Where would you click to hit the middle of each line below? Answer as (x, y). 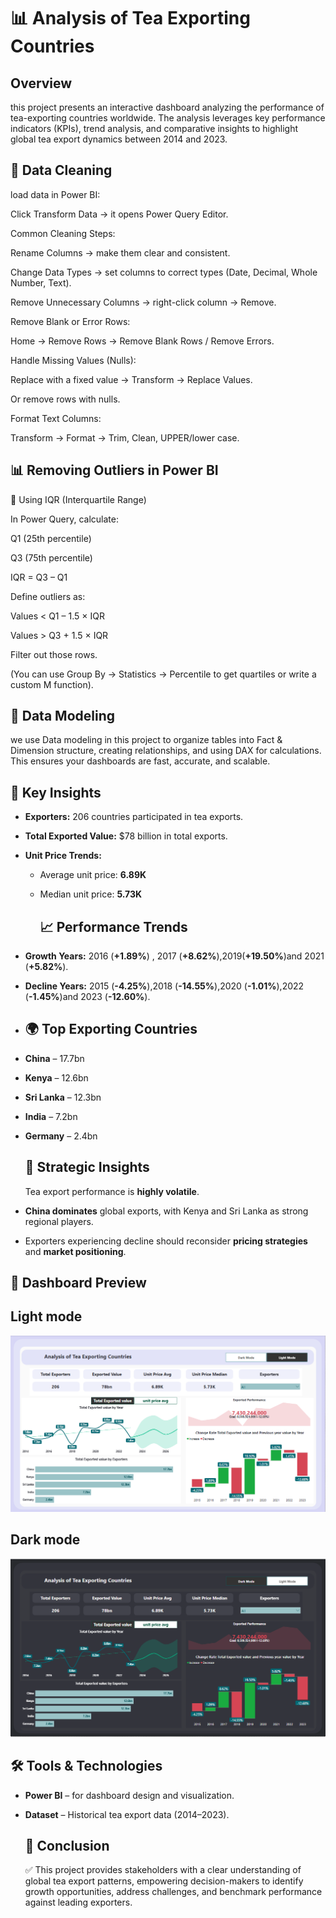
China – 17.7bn (54, 1058)
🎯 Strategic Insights (87, 1167)
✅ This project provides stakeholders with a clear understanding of (163, 1870)
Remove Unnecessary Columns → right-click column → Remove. (143, 302)
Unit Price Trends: (63, 856)
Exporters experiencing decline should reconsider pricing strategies (166, 1241)
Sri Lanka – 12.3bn (63, 1097)
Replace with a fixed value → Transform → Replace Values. (131, 379)
